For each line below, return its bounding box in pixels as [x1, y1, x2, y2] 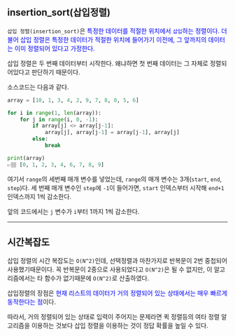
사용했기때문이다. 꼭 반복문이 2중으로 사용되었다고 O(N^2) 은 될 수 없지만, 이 [7, 265, 213, 274]
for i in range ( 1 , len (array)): [7, 109, 101, 116]
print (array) [7, 154, 45, 161]
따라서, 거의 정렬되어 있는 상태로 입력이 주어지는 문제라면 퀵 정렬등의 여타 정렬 [7, 312, 220, 321]
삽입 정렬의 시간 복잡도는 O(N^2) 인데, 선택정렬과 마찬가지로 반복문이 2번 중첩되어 [7, 256, 228, 264]
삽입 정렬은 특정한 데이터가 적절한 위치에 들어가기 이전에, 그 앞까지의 [20, 35, 207, 43]
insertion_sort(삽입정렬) [7, 6, 111, 19]
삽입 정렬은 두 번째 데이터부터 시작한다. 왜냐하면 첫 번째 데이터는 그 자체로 [7, 59, 208, 67]
